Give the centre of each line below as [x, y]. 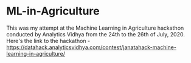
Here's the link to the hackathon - [48, 41]
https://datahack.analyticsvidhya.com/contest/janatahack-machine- [91, 47]
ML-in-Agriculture [53, 11]
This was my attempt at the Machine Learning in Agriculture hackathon [95, 28]
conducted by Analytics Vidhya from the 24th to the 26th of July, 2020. [96, 34]
